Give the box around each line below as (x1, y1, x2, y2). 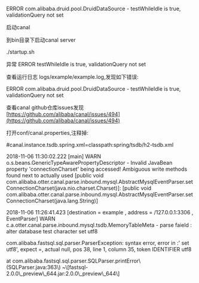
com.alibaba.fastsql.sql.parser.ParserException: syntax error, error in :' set (6, 239, 189, 247)
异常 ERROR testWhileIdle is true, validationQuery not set (6, 61, 146, 67)
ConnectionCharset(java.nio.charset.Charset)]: (6, 184, 121, 192)
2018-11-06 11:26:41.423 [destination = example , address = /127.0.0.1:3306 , (6, 209, 194, 216)
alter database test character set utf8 (6, 228, 98, 235)
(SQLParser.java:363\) (6, 264, 61, 270)
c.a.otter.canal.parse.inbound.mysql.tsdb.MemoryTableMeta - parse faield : (6, 222, 192, 229)
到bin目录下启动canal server (6, 36, 76, 44)
